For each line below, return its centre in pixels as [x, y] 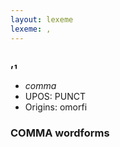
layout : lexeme [42, 19]
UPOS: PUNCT [55, 96]
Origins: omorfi [56, 107]
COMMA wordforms [60, 133]
